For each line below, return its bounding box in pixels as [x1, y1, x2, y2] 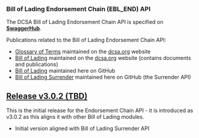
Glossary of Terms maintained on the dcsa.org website [14, 48, 152, 55]
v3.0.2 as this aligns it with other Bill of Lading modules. [6, 113, 144, 121]
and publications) [14, 61, 58, 68]
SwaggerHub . [6, 25, 42, 32]
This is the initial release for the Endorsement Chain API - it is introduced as [6, 107, 194, 114]
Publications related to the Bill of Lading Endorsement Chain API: [6, 37, 167, 44]
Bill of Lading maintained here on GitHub [14, 67, 115, 74]
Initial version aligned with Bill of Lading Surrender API [14, 125, 150, 132]
